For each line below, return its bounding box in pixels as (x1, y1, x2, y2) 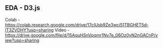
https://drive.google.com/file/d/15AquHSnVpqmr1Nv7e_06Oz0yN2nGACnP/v (5, 32, 158, 38)
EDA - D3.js (5, 4, 40, 12)
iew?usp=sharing (5, 37, 40, 43)
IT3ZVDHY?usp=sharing (5, 27, 54, 33)
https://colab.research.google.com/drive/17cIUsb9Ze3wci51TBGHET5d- (5, 22, 149, 28)
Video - (54, 27, 70, 33)
